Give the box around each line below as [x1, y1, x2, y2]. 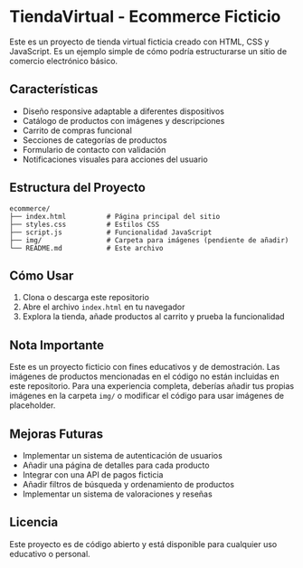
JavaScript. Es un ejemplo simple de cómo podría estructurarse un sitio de [9, 45, 288, 56]
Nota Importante [9, 337, 105, 353]
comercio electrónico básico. [9, 55, 118, 66]
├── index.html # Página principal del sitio [9, 212, 221, 221]
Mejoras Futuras [9, 426, 104, 441]
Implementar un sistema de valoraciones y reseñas [22, 488, 213, 499]
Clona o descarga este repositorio [22, 292, 149, 303]
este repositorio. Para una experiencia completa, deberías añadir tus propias [9, 381, 295, 392]
